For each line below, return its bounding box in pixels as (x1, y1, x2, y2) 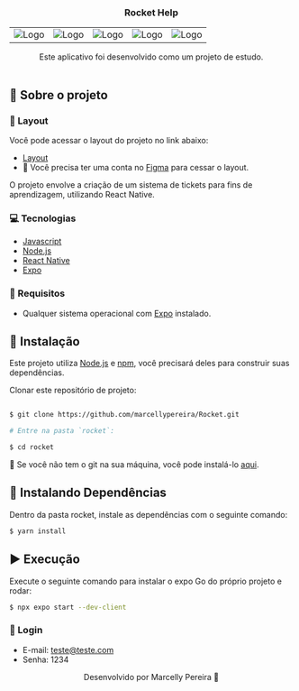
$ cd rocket (9, 443, 54, 452)
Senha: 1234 (22, 654, 69, 665)
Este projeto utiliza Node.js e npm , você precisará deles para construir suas (9, 358, 290, 369)
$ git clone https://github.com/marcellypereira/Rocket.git (9, 410, 240, 419)
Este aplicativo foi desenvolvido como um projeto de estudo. (39, 51, 264, 62)
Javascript (22, 236, 62, 247)
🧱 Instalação (9, 334, 80, 349)
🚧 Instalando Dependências (9, 485, 167, 501)
